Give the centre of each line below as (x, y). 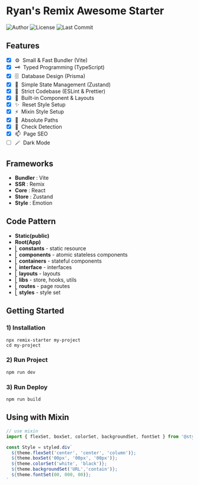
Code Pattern (31, 222)
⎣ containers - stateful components (58, 261)
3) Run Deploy (27, 387)
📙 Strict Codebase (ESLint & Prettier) (60, 91)
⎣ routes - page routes (42, 286)
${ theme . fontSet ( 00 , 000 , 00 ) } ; (52, 475)
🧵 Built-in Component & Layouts (54, 98)
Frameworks (30, 164)
